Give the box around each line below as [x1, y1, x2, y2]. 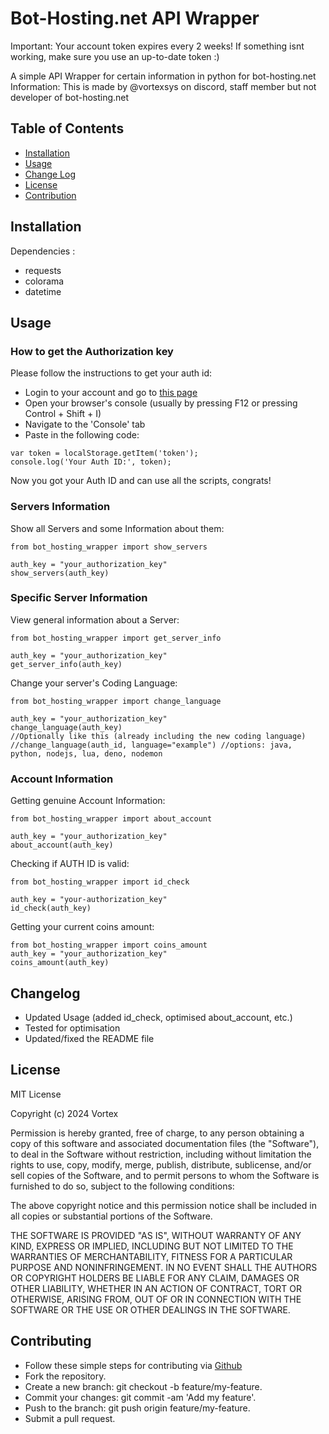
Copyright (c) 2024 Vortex [10, 1107, 119, 1119]
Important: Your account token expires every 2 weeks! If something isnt [10, 40, 305, 52]
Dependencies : [10, 245, 76, 257]
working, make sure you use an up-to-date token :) [10, 50, 220, 62]
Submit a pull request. [24, 1412, 116, 1424]
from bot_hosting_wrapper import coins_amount [10, 940, 208, 951]
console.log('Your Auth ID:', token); [10, 457, 172, 467]
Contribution [24, 189, 77, 201]
